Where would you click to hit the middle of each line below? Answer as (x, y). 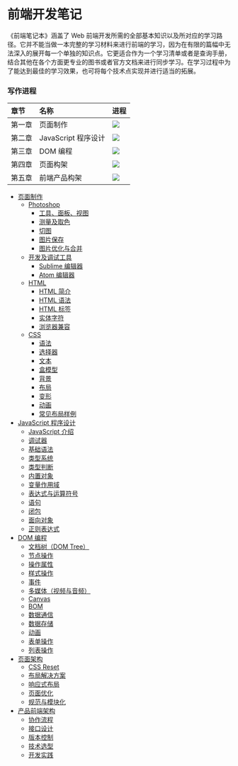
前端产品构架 (61, 178)
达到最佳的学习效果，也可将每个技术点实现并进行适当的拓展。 (109, 71)
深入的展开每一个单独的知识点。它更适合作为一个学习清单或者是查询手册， (122, 53)
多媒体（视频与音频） (59, 591)
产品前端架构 (36, 711)
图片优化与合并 (61, 248)
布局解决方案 (47, 675)
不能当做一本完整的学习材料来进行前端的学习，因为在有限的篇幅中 (128, 44)
